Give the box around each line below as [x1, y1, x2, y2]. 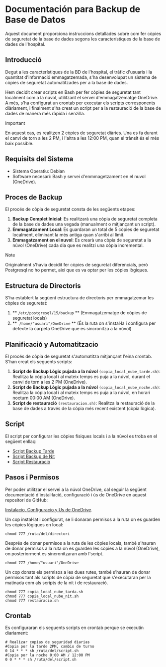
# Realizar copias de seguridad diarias [5, 640, 90, 645]
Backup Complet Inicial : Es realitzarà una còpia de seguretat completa [12, 216, 158, 222]
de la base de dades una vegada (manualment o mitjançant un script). [12, 221, 156, 227]
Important [5, 120, 25, 126]
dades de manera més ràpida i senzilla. [5, 110, 85, 116]
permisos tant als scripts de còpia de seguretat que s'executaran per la [5, 574, 151, 580]
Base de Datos [5, 14, 66, 25]
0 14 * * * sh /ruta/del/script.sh [5, 649, 79, 654]
